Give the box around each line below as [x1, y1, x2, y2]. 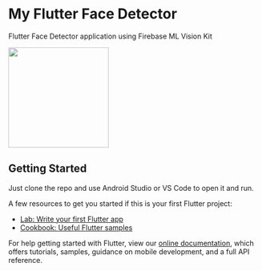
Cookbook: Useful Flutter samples [19, 222, 133, 233]
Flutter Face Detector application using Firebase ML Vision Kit [8, 31, 212, 41]
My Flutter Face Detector [8, 5, 178, 23]
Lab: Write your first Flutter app [19, 214, 124, 224]
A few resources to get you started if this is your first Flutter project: [8, 198, 232, 208]
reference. [8, 255, 42, 265]
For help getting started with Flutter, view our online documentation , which [8, 238, 255, 248]
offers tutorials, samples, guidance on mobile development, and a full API [8, 246, 250, 257]
